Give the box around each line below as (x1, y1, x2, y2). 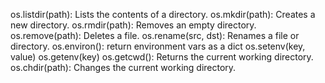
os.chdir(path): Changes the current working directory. (10, 62, 237, 73)
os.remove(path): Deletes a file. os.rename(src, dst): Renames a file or (10, 30, 300, 41)
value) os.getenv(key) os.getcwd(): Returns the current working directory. (10, 51, 314, 63)
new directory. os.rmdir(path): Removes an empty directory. (10, 19, 257, 31)
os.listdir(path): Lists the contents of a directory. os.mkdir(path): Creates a (10, 9, 316, 20)
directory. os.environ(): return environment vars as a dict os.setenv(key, (10, 40, 306, 52)
